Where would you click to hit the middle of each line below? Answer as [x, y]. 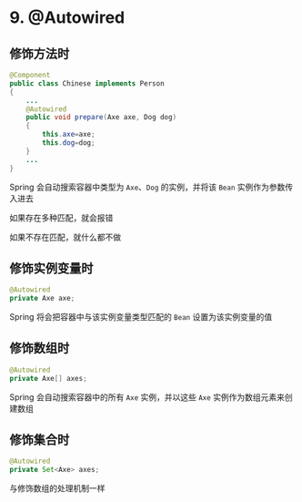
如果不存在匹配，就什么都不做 [65, 237]
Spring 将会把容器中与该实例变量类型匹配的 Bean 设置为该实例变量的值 [141, 317]
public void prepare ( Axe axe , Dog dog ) [101, 118]
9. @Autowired [67, 18]
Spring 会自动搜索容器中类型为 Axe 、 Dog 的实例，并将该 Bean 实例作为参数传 [151, 187]
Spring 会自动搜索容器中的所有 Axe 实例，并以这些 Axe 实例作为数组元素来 [147, 397]
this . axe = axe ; [69, 135]
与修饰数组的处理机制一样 [57, 488]
